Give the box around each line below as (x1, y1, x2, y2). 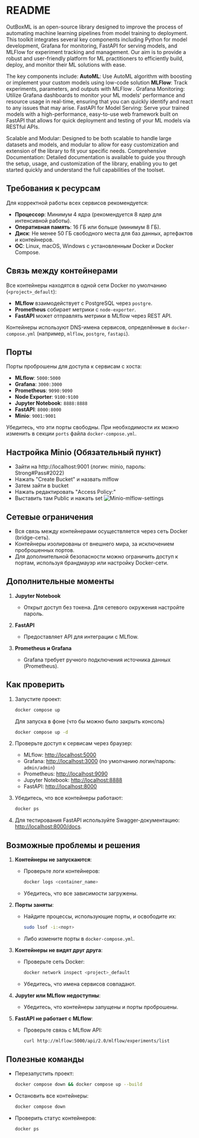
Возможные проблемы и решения (6, 840, 140, 850)
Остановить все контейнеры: (14, 1092, 89, 1099)
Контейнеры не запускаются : (14, 856, 92, 863)
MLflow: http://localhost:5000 (23, 751, 97, 758)
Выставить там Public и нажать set (14, 494, 103, 502)
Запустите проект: (14, 695, 62, 702)
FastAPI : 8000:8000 (14, 406, 62, 413)
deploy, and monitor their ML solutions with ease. (6, 61, 126, 68)
